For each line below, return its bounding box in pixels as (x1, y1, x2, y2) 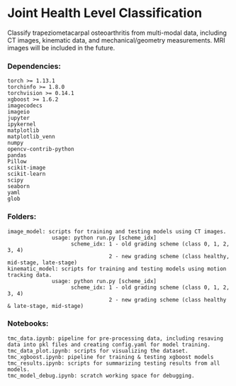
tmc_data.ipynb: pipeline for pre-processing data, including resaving (7, 335, 223, 342)
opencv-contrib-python (7, 145, 74, 153)
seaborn (7, 183, 30, 190)
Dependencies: (7, 61, 62, 71)
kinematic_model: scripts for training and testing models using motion (7, 265, 227, 272)
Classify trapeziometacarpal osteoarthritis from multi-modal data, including (7, 28, 227, 37)
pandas (7, 152, 27, 159)
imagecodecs (7, 102, 43, 109)
